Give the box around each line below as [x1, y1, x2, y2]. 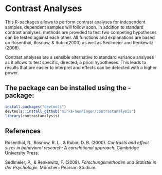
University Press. [5, 150, 39, 156]
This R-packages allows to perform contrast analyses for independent [5, 19, 145, 25]
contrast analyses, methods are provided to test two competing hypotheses [5, 29, 157, 35]
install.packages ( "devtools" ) [5, 104, 67, 109]
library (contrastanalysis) [5, 113, 60, 118]
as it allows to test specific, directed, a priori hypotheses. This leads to [5, 59, 146, 65]
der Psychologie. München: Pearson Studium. [5, 165, 97, 171]
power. [5, 70, 19, 75]
